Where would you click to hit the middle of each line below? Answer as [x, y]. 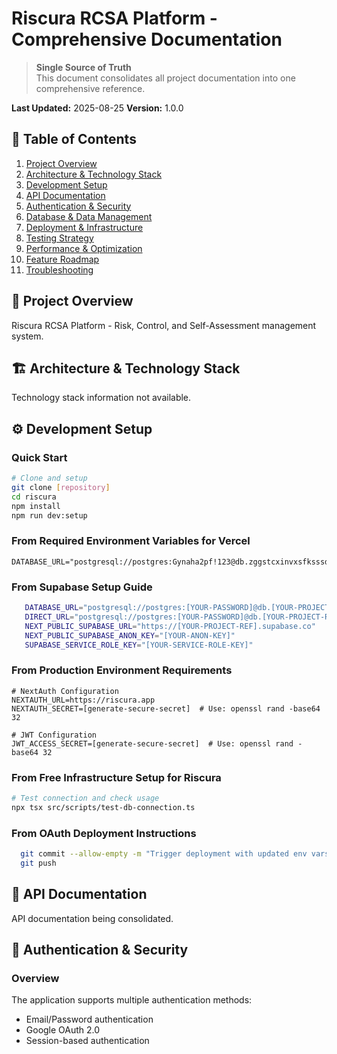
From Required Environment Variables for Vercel [131, 541]
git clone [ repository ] [61, 487]
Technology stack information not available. [101, 398]
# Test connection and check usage [85, 798]
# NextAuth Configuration [65, 691]
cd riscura [34, 497]
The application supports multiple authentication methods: [132, 1000]
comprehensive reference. [90, 88]
